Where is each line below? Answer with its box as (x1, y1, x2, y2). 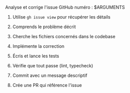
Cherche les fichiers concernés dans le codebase (12, 34, 115, 39)
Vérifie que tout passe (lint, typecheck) (12, 63, 93, 68)
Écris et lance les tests (12, 53, 59, 59)
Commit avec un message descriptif (12, 72, 88, 78)
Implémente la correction (12, 43, 65, 49)
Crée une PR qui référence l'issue (12, 82, 82, 88)
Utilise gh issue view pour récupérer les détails (12, 14, 110, 20)
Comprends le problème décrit (12, 24, 76, 30)
